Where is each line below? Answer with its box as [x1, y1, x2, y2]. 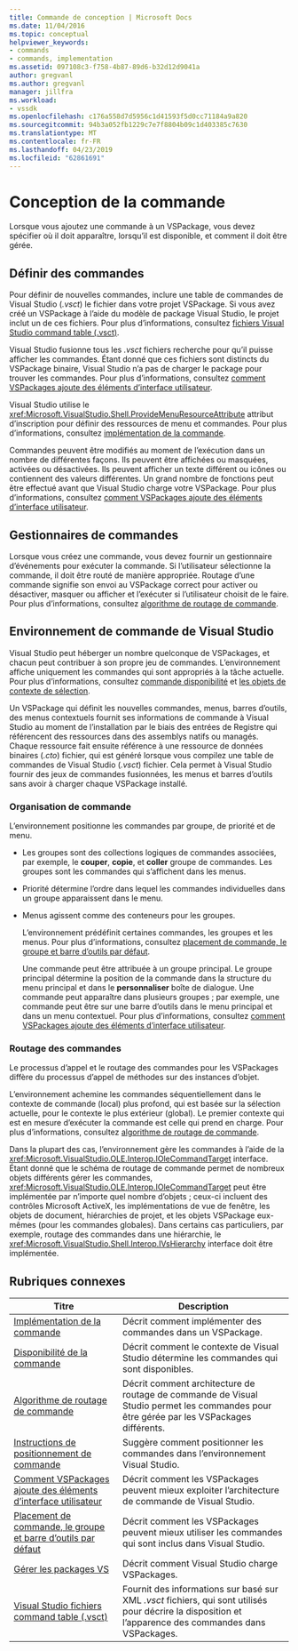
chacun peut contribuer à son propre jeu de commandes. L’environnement [9, 657, 281, 668]
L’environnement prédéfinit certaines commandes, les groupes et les [21, 927, 273, 938]
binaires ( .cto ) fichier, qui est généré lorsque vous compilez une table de [9, 749, 274, 760]
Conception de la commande [9, 192, 226, 212]
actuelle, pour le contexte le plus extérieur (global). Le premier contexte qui [9, 1108, 285, 1118]
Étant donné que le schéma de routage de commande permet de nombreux [9, 1163, 286, 1174]
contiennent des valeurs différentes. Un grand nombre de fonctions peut [9, 473, 274, 485]
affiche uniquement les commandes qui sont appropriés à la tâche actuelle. [9, 666, 285, 677]
